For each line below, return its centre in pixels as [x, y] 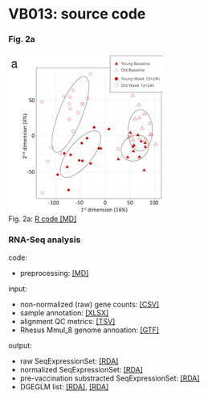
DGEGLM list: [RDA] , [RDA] [64, 386]
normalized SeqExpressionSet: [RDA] [81, 369]
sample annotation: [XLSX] [64, 313]
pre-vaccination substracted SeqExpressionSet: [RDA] [110, 378]
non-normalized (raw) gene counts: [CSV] [90, 304]
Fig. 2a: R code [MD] [43, 219]
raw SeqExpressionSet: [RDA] [69, 361]
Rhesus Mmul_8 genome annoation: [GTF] [89, 330]
